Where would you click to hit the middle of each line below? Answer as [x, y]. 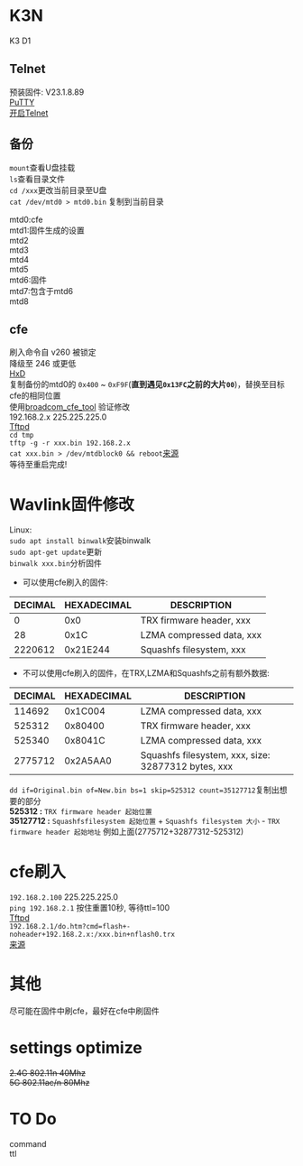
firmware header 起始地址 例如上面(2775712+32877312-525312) [127, 832]
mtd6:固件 [28, 280]
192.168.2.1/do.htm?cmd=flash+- [70, 927]
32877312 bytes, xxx [187, 766]
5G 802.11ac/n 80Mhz [50, 1083]
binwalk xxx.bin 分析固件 [55, 563]
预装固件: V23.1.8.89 [47, 92]
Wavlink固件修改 [72, 504]
